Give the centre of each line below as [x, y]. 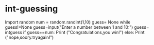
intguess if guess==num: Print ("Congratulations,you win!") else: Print [75, 32]
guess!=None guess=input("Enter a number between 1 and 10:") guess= [77, 27]
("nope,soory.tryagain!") [29, 37]
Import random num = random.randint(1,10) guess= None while [68, 22]
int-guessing [32, 9]
